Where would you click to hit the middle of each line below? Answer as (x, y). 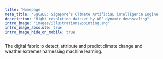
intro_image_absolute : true (34, 28)
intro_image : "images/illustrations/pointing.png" (58, 23)
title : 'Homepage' (24, 10)
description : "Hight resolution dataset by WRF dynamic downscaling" (77, 19)
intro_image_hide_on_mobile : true (40, 32)
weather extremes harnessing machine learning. (54, 51)
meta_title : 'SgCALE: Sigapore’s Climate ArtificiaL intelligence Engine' (83, 14)
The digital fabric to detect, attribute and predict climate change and (74, 46)
